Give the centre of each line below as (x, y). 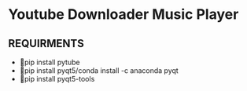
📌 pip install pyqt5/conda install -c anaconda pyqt (99, 71)
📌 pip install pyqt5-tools (57, 79)
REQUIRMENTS (46, 44)
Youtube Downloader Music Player (124, 15)
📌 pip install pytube (50, 62)
